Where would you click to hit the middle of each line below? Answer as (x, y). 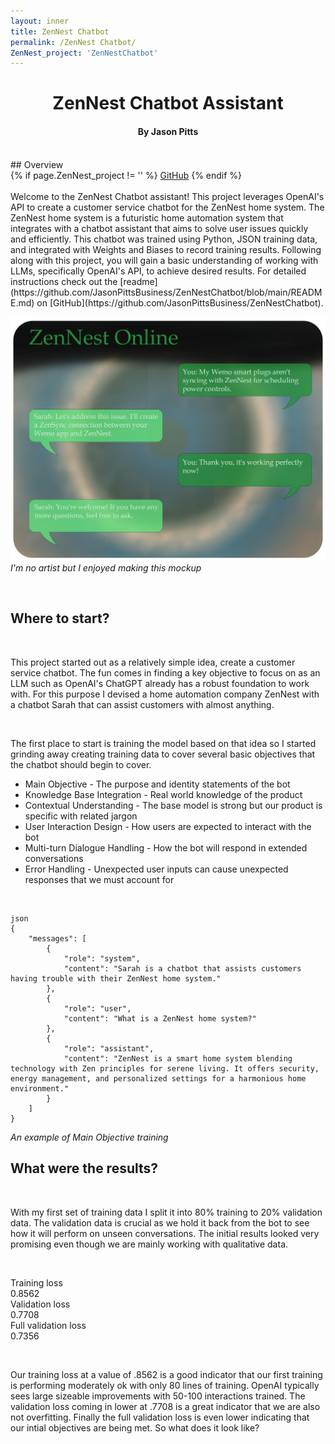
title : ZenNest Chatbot (60, 31)
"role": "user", (97, 1008)
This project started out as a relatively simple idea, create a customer (153, 662)
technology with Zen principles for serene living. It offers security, (165, 1068)
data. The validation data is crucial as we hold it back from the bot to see (160, 1222)
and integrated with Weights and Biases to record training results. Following (166, 249)
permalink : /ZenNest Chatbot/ (73, 42)
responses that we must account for (99, 879)
